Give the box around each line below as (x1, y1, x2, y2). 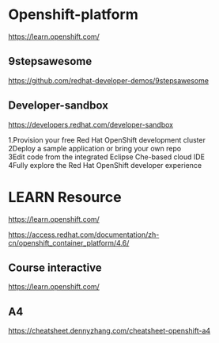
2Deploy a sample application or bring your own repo (8, 143, 182, 153)
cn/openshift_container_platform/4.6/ (8, 238, 130, 247)
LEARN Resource (8, 188, 122, 206)
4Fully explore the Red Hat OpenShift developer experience (8, 160, 202, 170)
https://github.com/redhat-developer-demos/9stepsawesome (8, 75, 210, 85)
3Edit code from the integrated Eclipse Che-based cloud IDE (8, 152, 206, 162)
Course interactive (8, 261, 102, 274)
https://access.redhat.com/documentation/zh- (8, 230, 160, 239)
